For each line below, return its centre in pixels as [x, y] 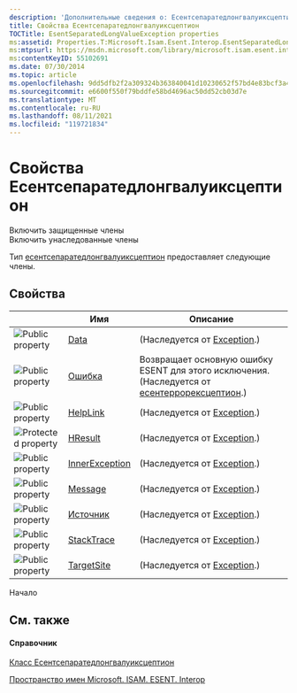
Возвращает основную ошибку [206, 359]
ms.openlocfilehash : [47, 83]
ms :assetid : [31, 42]
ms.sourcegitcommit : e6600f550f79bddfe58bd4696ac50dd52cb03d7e [128, 91]
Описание [211, 319]
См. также [40, 620]
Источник [89, 514]
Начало [23, 592]
